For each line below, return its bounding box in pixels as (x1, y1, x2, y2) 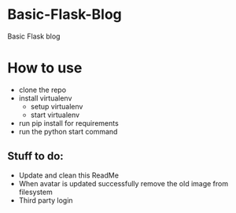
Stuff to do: (7, 149, 64, 163)
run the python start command (18, 127, 118, 136)
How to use (7, 59, 83, 77)
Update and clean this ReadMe (18, 171, 120, 180)
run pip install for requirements (18, 118, 119, 127)
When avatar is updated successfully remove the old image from (18, 178, 229, 188)
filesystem (18, 187, 53, 196)
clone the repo (18, 85, 67, 94)
